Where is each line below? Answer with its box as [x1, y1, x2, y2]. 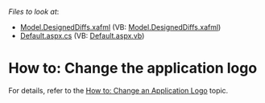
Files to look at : [8, 7, 60, 16]
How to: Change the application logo [8, 60, 258, 77]
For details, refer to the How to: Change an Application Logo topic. [8, 85, 229, 95]
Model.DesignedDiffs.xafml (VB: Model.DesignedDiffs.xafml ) [19, 23, 222, 31]
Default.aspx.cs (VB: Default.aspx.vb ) [19, 31, 145, 40]
